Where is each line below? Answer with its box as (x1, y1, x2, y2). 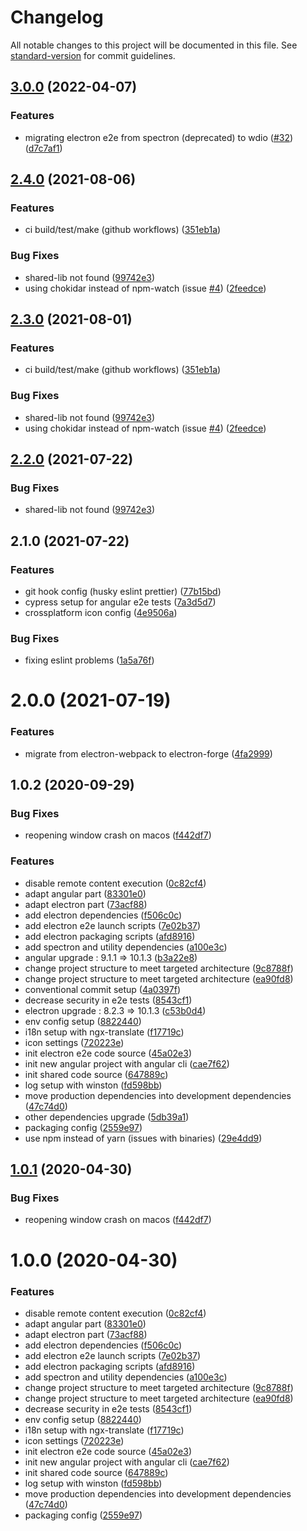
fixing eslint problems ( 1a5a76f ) (24, 654, 155, 666)
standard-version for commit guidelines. (10, 49, 176, 61)
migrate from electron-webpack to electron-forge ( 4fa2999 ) (24, 747, 273, 760)
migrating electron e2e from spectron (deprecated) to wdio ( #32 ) (24, 131, 294, 143)
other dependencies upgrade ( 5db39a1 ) (24, 1111, 190, 1123)
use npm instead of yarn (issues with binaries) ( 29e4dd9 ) (24, 1132, 263, 1144)
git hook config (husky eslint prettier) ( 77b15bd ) (24, 585, 222, 597)
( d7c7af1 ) (24, 142, 63, 154)
